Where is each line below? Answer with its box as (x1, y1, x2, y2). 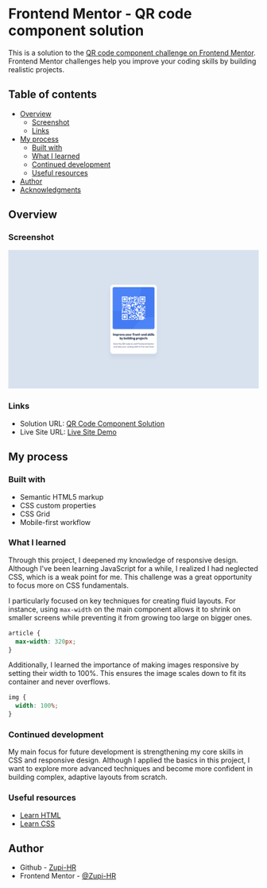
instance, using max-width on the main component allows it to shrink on (8, 604, 241, 614)
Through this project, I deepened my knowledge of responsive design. (8, 555, 238, 565)
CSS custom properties (19, 500, 97, 510)
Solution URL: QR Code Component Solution (19, 419, 165, 428)
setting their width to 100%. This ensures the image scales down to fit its (8, 669, 246, 678)
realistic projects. (8, 64, 65, 74)
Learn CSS (19, 819, 56, 828)
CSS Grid (19, 509, 50, 519)
